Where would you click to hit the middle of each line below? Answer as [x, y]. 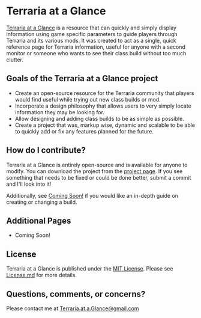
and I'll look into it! [29, 184]
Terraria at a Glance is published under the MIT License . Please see [90, 269]
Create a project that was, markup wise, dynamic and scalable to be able [105, 125]
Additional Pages [39, 221]
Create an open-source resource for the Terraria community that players [104, 93]
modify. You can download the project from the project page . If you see [94, 171]
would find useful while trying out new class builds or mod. [88, 99]
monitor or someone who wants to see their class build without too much [96, 53]
